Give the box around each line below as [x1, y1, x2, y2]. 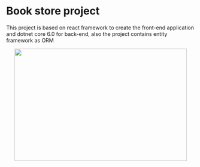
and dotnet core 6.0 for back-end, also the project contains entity [6, 30, 168, 37]
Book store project [6, 4, 100, 18]
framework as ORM [6, 37, 54, 44]
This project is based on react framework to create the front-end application [6, 24, 195, 31]
